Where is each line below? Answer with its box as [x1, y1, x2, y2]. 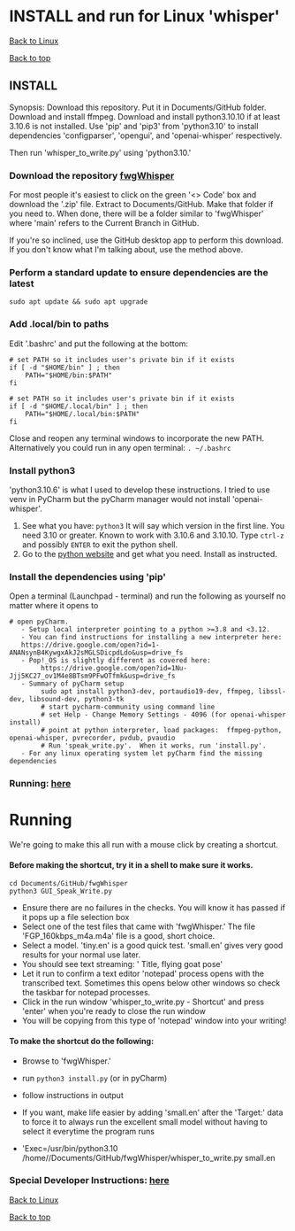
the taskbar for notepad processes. [21, 987, 151, 998]
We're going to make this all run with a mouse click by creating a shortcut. [9, 840, 278, 850]
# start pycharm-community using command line [41, 702, 216, 712]
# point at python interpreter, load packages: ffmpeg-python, [41, 726, 283, 735]
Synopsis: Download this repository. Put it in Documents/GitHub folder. [9, 102, 267, 112]
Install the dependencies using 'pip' [9, 570, 166, 583]
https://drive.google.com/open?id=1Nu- [41, 664, 188, 673]
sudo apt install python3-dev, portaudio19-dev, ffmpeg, [41, 687, 254, 696]
